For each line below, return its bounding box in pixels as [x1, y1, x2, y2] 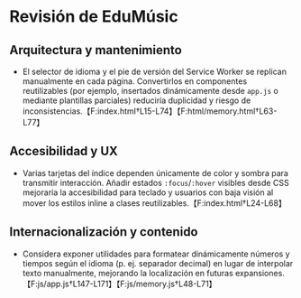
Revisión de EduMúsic [9, 6, 178, 27]
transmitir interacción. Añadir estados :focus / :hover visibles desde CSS [22, 177, 290, 188]
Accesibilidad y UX [9, 144, 119, 159]
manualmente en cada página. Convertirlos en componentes [22, 76, 248, 87]
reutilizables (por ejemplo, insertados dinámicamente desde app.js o [22, 86, 279, 96]
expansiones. [234, 267, 286, 278]
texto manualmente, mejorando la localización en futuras [22, 267, 234, 278]
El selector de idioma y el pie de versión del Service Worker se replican [22, 66, 287, 77]
